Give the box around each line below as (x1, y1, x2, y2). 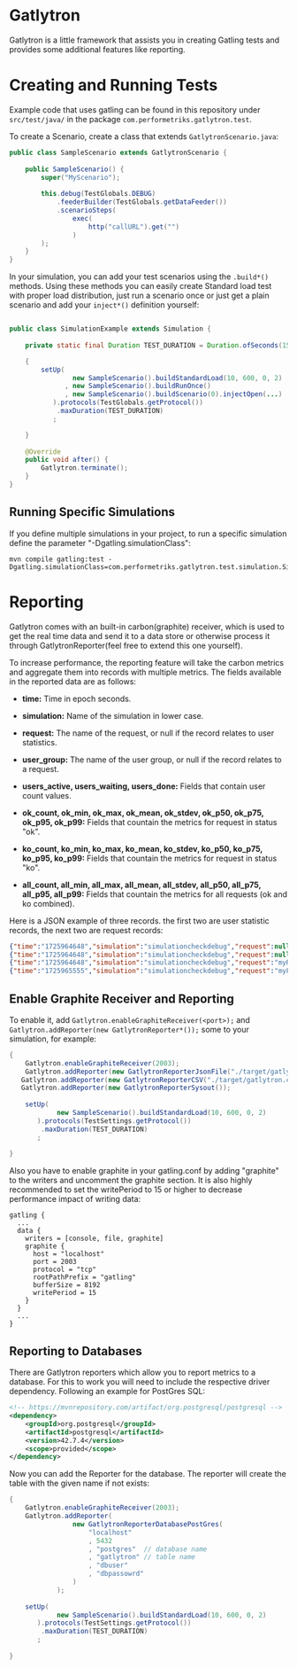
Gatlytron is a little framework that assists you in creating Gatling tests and (9, 35, 280, 45)
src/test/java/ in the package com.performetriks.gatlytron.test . (9, 113, 252, 124)
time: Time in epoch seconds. (21, 693, 132, 704)
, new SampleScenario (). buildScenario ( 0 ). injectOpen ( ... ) (65, 390, 283, 399)
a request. (21, 763, 59, 774)
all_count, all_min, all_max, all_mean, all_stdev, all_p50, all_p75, (21, 879, 262, 890)
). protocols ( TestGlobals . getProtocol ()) (52, 398, 203, 408)
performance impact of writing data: (9, 1194, 141, 1205)
